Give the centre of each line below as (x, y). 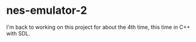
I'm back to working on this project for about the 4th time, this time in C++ (98, 27)
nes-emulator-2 (47, 10)
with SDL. (18, 33)
